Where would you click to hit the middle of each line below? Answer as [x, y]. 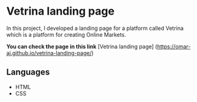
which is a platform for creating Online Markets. [66, 34]
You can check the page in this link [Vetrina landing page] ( [82, 46]
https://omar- [174, 46]
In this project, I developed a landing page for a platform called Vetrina [95, 28]
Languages [28, 72]
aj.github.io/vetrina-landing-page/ [49, 53]
